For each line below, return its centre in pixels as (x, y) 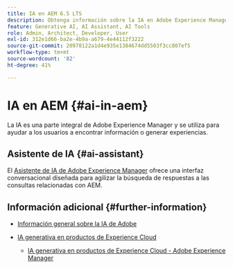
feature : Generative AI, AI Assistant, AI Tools (79, 26)
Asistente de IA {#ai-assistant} (76, 154)
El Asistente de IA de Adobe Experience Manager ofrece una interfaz (106, 171)
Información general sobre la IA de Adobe (77, 224)
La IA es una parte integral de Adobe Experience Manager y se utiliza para (113, 125)
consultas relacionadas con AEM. (55, 185)
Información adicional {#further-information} (107, 207)
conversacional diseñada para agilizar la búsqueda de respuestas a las (108, 178)
